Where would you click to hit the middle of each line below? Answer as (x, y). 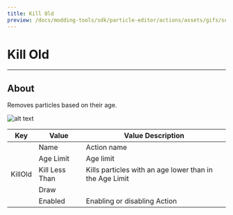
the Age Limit (107, 179)
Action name (106, 148)
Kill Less (52, 170)
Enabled (52, 201)
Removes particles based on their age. (62, 105)
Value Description (154, 136)
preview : (20, 20)
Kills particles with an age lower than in (149, 170)
